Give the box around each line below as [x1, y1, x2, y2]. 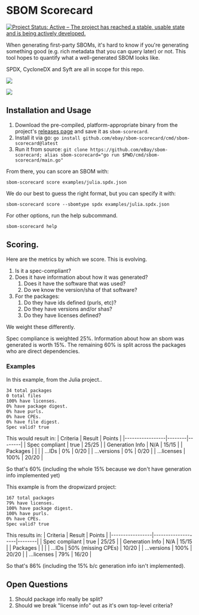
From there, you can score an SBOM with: [6, 168, 109, 175]
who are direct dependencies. [6, 348, 80, 355]
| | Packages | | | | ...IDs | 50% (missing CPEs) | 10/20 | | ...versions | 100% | [6, 544, 192, 551]
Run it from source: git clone [14, 145, 88, 153]
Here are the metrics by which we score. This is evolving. [6, 255, 148, 263]
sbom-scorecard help [6, 223, 58, 229]
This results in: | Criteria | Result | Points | [6, 531, 109, 538]
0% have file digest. [6, 419, 60, 425]
